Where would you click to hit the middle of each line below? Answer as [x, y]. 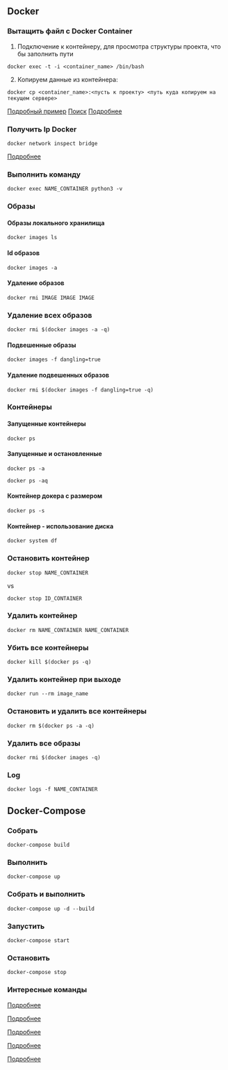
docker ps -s [26, 511]
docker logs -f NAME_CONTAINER [52, 789]
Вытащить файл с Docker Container [70, 31]
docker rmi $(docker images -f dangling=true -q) [81, 390]
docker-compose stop [37, 973]
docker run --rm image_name [48, 694]
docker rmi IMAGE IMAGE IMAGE [51, 298]
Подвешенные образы [42, 345]
